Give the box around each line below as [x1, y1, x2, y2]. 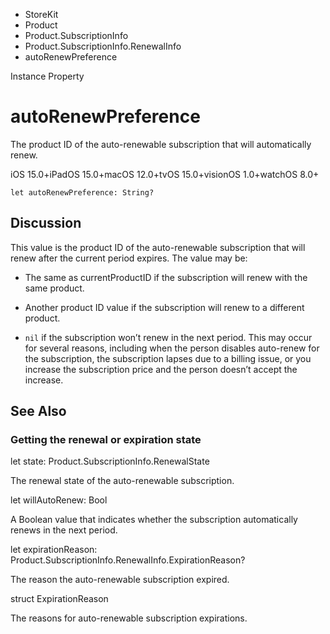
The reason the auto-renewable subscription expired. [10, 574, 230, 586]
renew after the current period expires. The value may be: [10, 252, 248, 264]
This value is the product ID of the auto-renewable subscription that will [10, 241, 306, 253]
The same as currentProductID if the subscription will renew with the [24, 271, 308, 283]
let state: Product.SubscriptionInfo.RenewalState [10, 455, 210, 468]
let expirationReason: [10, 544, 98, 556]
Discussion [10, 215, 82, 232]
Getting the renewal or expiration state [10, 433, 202, 447]
